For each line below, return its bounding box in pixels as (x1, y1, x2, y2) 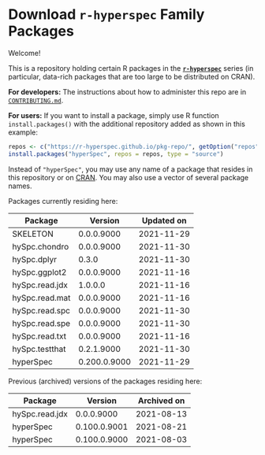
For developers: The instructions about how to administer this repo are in (8, 87, 247, 96)
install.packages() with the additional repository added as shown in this (8, 119, 246, 128)
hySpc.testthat (12, 343, 66, 354)
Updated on (141, 215, 187, 226)
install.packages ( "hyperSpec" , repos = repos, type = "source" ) (8, 150, 224, 158)
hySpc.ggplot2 (12, 266, 67, 277)
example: (8, 128, 38, 137)
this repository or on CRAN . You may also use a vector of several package (8, 172, 249, 182)
